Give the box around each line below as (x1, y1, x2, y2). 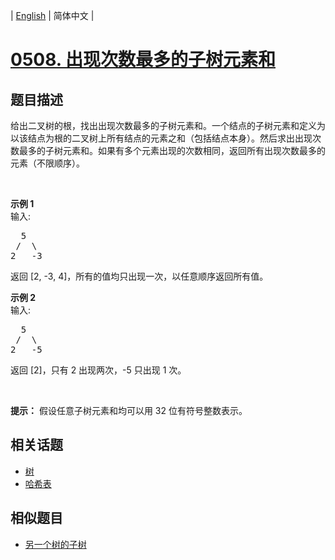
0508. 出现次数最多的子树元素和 (10, 49, 276, 71)
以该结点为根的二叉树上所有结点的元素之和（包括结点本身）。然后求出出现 (10, 132, 313, 144)
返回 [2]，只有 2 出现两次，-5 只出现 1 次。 (10, 364, 187, 376)
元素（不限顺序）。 (10, 157, 85, 169)
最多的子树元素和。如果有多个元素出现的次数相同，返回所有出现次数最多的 (18, 145, 326, 156)
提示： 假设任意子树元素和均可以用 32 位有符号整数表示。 (10, 405, 248, 416)
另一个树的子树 (24, 538, 87, 550)
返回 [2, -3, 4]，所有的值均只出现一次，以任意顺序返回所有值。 (10, 270, 269, 282)
